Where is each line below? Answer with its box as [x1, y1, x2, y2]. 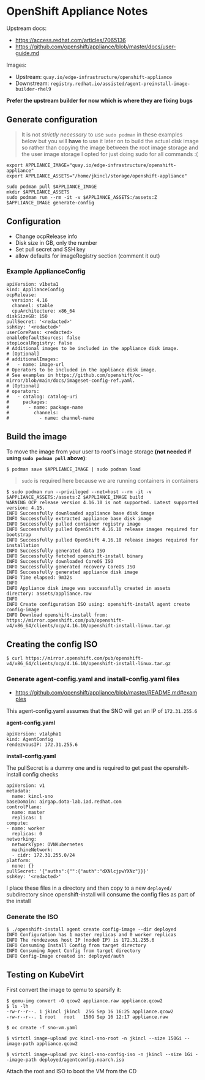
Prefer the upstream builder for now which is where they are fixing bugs [6, 97, 193, 104]
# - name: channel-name [6, 415, 95, 421]
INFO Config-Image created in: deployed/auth [6, 953, 124, 959]
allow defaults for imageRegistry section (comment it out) [15, 252, 160, 259]
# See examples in [6, 372, 53, 378]
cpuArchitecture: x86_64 [12, 308, 75, 314]
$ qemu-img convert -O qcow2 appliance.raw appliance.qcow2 [6, 997, 163, 1004]
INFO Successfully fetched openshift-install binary [6, 553, 144, 559]
